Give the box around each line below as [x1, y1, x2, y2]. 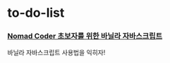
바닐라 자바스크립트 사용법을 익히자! [7, 48, 106, 57]
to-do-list [7, 5, 65, 21]
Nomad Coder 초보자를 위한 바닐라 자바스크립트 [7, 31, 163, 41]
